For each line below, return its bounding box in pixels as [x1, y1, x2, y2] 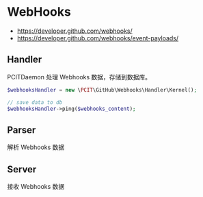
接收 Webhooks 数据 [7, 183, 65, 190]
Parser [7, 124, 36, 135]
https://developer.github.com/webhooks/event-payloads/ [16, 34, 179, 42]
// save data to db [7, 98, 63, 106]
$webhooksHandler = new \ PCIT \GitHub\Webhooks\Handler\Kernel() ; [7, 86, 197, 93]
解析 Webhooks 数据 [7, 143, 65, 151]
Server [7, 163, 37, 175]
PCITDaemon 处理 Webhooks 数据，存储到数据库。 [7, 73, 152, 81]
